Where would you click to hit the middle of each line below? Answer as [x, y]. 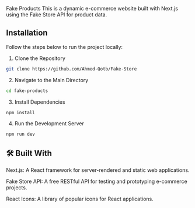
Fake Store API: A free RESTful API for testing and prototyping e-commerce [97, 181]
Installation [27, 33]
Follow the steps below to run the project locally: [65, 47]
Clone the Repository [40, 58]
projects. [17, 188]
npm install [20, 112]
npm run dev [20, 134]
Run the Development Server [49, 124]
